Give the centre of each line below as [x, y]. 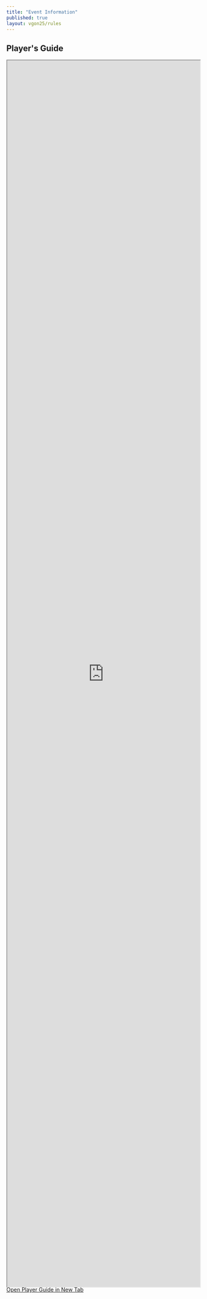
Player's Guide [35, 48]
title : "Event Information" [42, 12]
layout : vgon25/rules [34, 23]
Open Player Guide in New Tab [45, 1290]
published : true [27, 18]
